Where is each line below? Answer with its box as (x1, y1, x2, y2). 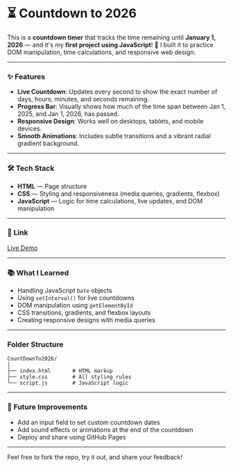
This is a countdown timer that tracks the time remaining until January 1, (7, 33, 216, 42)
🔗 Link (7, 228, 28, 237)
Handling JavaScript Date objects (17, 286, 112, 295)
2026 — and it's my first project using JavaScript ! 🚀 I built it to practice (7, 40, 214, 49)
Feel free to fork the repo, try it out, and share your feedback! (7, 453, 182, 461)
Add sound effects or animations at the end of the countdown (17, 425, 193, 434)
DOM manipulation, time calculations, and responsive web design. (7, 48, 196, 56)
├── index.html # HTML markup (7, 367, 113, 375)
